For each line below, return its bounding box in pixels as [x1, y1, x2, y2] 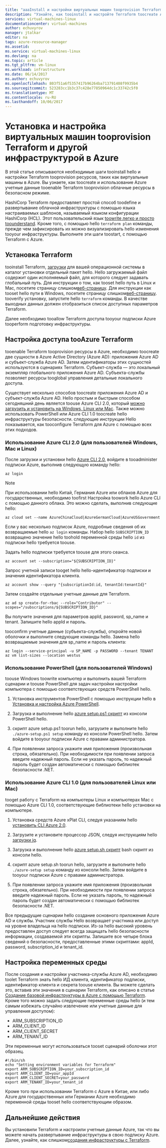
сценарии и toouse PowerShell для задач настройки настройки [5, 681, 137, 687]
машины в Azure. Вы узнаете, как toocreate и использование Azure [5, 180, 147, 185]
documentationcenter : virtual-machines [5, 21, 87, 26]
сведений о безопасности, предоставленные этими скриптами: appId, [5, 938, 154, 945]
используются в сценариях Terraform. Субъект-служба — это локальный [5, 364, 161, 370]
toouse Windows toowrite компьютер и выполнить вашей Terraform [5, 675, 147, 682]
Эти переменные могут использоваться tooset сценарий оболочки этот [5, 1043, 157, 1049]
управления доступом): [5, 1008, 55, 1014]
